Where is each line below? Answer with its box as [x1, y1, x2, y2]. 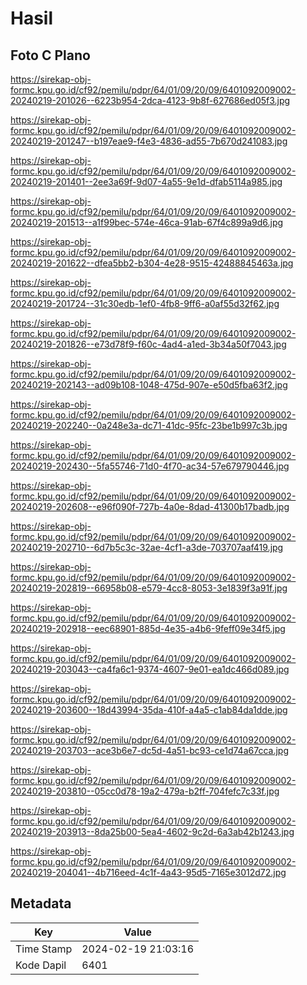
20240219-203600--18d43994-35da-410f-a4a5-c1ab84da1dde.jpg [10, 704, 288, 716]
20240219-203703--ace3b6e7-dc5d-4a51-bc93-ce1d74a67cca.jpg [10, 745, 289, 756]
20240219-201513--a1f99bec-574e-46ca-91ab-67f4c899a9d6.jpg [10, 217, 284, 228]
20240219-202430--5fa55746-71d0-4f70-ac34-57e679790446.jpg [10, 460, 290, 472]
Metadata [10, 895, 72, 912]
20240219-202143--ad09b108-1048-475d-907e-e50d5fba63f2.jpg [10, 379, 288, 391]
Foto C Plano [10, 47, 91, 64]
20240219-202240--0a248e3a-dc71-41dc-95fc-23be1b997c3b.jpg [10, 420, 288, 431]
